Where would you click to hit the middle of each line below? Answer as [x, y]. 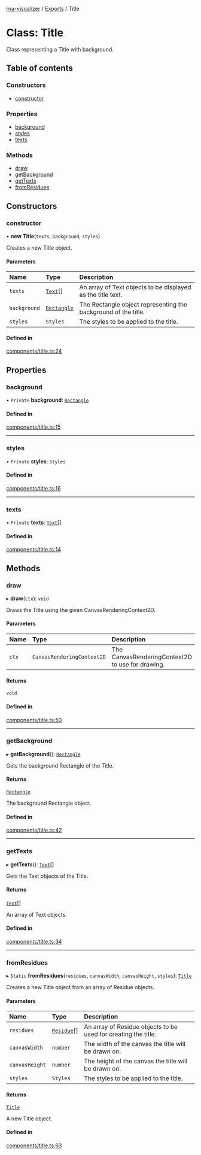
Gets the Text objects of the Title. [47, 876]
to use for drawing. [138, 665]
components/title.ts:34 [34, 941]
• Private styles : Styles [36, 461]
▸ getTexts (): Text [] [30, 864]
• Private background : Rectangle [48, 400]
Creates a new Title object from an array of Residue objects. [80, 987]
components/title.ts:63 [34, 1145]
